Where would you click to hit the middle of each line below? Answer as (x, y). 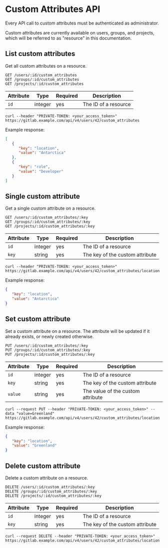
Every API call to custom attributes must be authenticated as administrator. (82, 23)
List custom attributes (40, 54)
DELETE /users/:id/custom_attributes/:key (50, 487)
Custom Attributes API (53, 9)
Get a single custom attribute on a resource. (50, 208)
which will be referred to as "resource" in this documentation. (68, 38)
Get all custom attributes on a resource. (46, 66)
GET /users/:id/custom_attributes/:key (47, 218)
